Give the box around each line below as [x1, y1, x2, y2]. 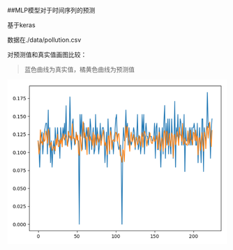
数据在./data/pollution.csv [7, 36, 82, 44]
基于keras [7, 21, 36, 29]
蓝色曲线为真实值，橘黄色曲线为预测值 [24, 65, 135, 73]
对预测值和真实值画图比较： [7, 51, 87, 58]
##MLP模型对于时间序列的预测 [7, 6, 96, 14]
